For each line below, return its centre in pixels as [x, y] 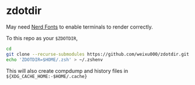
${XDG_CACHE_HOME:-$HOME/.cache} [47, 76]
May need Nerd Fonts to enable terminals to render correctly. [79, 27]
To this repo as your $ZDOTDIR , [42, 38]
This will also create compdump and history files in [67, 70]
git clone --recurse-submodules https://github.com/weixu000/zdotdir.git [98, 54]
